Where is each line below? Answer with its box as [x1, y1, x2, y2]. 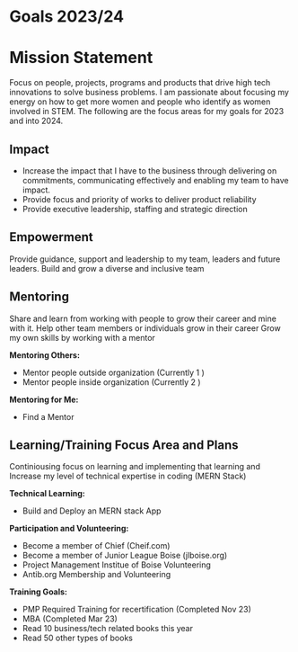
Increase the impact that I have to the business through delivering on [22, 165, 277, 176]
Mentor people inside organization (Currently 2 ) [22, 376, 201, 388]
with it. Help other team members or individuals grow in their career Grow [9, 322, 281, 334]
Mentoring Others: [9, 349, 81, 361]
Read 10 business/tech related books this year [22, 623, 193, 634]
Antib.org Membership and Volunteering [22, 569, 171, 580]
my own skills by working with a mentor [9, 332, 155, 343]
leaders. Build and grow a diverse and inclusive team [9, 263, 205, 273]
